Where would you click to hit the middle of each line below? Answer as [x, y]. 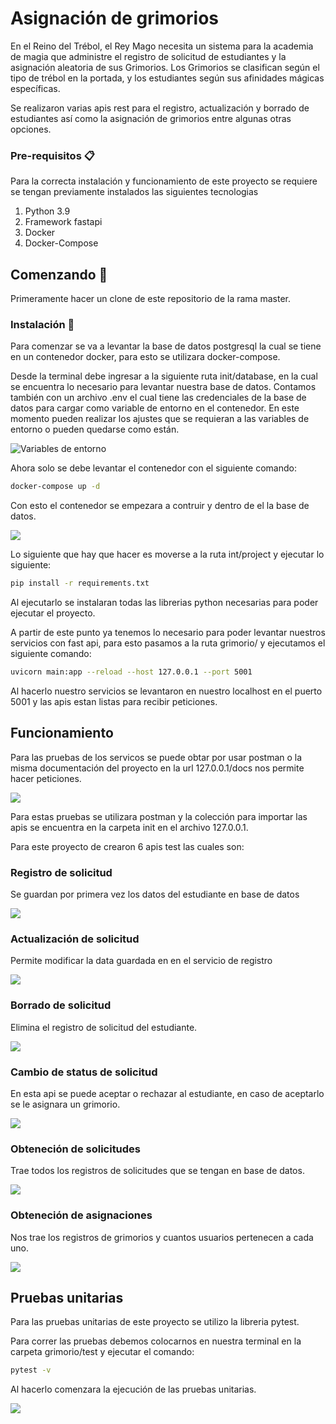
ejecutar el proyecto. [53, 613]
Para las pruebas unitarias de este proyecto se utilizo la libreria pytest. [155, 1322]
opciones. [31, 129]
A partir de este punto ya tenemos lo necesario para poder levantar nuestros [168, 633]
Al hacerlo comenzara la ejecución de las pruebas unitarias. [133, 1389]
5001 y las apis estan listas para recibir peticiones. [114, 701]
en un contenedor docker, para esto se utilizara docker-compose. [145, 357]
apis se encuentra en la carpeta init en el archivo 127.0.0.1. [129, 827]
